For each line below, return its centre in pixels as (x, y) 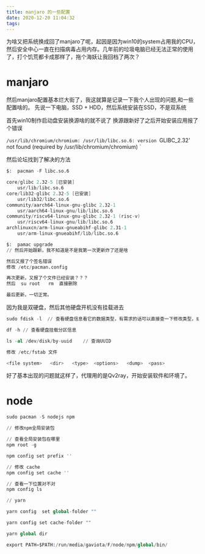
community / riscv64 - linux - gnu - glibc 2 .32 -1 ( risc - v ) (73, 216)
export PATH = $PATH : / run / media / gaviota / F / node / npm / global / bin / (87, 545)
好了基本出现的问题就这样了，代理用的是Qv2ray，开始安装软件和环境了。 (98, 376)
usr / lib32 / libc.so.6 (43, 199)
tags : (13, 23)
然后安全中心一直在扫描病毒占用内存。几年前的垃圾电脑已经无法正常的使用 (100, 49)
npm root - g (21, 445)
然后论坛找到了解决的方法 (38, 159)
